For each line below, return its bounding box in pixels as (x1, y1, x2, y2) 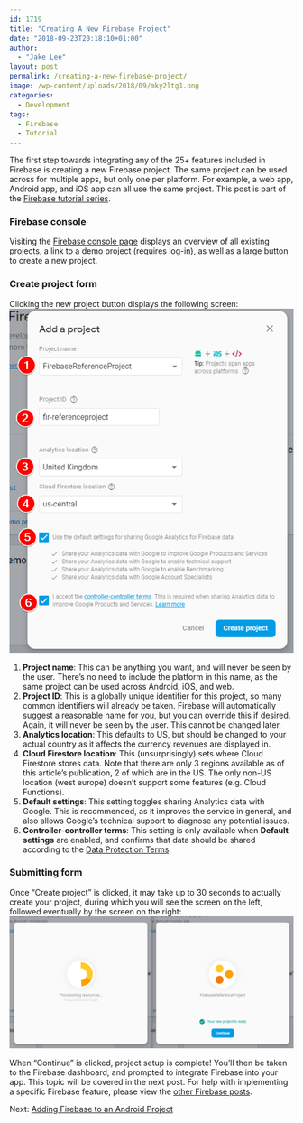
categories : (9, 90, 54, 99)
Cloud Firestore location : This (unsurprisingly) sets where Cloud (22, 747, 264, 758)
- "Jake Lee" (17, 52, 67, 62)
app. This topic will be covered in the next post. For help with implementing (9, 1076, 289, 1087)
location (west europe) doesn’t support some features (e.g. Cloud (22, 776, 267, 787)
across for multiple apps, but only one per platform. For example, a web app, (9, 174, 294, 185)
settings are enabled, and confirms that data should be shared (22, 834, 256, 845)
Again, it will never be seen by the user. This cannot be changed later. (22, 719, 282, 730)
